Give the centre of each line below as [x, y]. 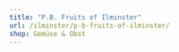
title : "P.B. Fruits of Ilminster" [76, 17]
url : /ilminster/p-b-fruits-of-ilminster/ [89, 26]
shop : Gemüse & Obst [48, 33]
